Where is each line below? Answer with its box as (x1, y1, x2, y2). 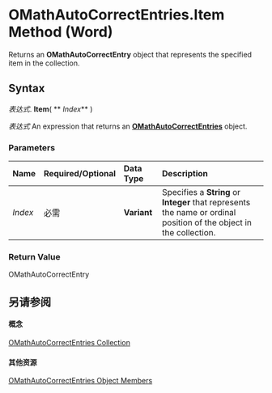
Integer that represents (161, 196, 251, 208)
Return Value (8, 251, 61, 262)
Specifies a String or (161, 187, 241, 198)
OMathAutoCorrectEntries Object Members (8, 376, 153, 386)
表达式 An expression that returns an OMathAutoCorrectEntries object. (8, 121, 248, 131)
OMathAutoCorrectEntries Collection (8, 337, 131, 347)
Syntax (8, 82, 45, 95)
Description (161, 168, 208, 180)
